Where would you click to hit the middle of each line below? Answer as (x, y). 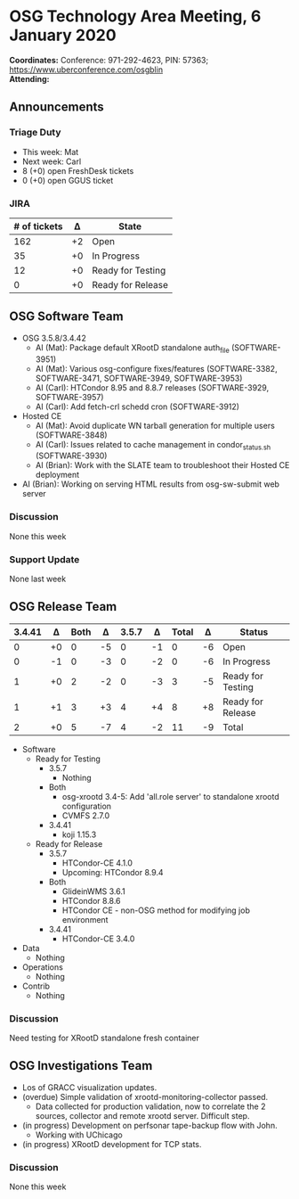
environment (85, 919)
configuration (87, 806)
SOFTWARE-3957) (69, 397)
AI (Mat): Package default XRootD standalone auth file (132, 348)
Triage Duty (35, 133)
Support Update (44, 559)
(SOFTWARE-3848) (72, 435)
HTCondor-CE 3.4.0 (98, 939)
